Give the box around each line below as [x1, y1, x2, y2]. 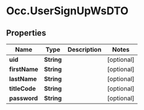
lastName [9, 75, 37, 83]
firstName [9, 65, 39, 73]
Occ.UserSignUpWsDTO [6, 4, 129, 18]
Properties [6, 28, 46, 38]
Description [67, 46, 102, 54]
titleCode [9, 84, 36, 93]
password [9, 94, 38, 102]
